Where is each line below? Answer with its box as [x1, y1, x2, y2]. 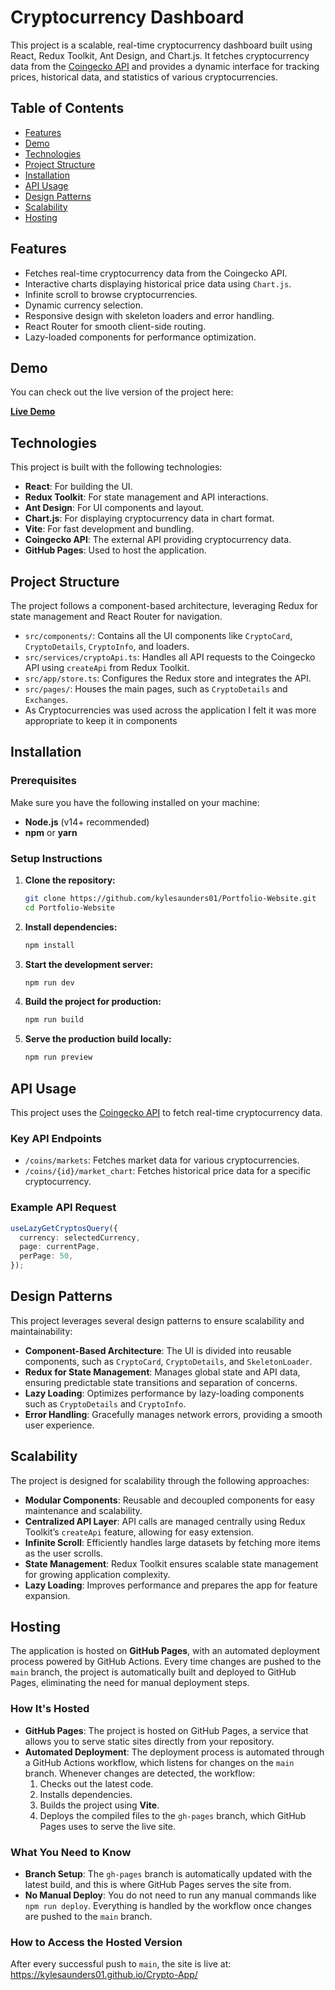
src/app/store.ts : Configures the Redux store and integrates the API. [24, 672, 312, 684]
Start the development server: [24, 958, 154, 970]
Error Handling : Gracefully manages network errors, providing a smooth [24, 1408, 323, 1420]
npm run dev [24, 977, 75, 988]
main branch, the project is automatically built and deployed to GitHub [10, 1666, 297, 1678]
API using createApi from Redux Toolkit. [24, 662, 190, 673]
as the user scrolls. [24, 1547, 104, 1559]
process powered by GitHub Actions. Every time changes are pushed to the [10, 1656, 322, 1668]
